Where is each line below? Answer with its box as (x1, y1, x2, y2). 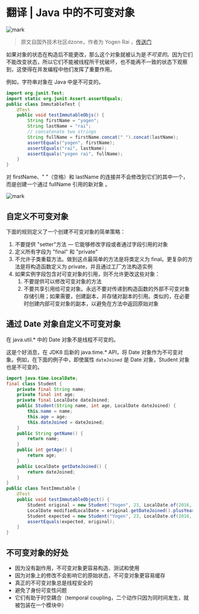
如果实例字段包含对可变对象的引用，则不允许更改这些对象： (14, 271, 161, 277)
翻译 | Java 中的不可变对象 (6, 6, 135, 20)
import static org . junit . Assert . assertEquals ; (6, 96, 123, 101)
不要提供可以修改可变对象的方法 (23, 278, 102, 285)
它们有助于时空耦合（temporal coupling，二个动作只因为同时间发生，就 (14, 594, 189, 601)
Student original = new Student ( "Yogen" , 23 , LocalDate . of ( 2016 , (27, 502, 192, 508)
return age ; (27, 453, 57, 459)
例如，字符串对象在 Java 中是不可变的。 (6, 78, 104, 85)
